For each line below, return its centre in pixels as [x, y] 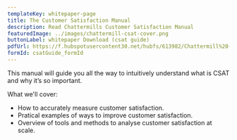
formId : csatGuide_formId [45, 53]
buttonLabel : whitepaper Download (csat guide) [79, 40]
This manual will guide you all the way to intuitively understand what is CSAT [119, 73]
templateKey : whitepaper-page [52, 14]
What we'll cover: [32, 94]
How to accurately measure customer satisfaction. [91, 108]
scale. [26, 130]
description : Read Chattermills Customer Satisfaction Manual [101, 27]
